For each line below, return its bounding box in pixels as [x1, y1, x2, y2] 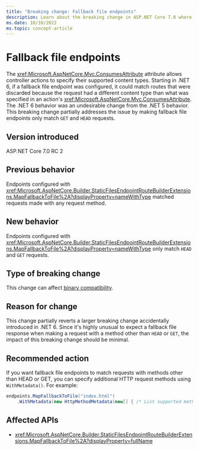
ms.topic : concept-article [6, 25, 73, 31]
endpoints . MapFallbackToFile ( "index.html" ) [6, 393, 115, 400]
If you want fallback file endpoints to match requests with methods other [6, 369, 184, 376]
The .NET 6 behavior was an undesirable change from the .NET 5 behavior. [6, 102, 190, 109]
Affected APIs [6, 415, 59, 425]
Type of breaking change [6, 268, 101, 279]
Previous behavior [6, 164, 75, 175]
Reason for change [6, 301, 78, 312]
